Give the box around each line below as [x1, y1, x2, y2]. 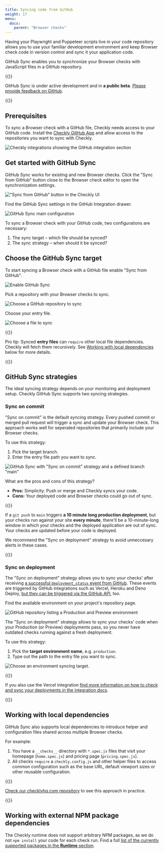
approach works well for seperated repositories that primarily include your [5, 424, 155, 431]
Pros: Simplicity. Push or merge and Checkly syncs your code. [12, 487, 138, 493]
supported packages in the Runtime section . [5, 842, 95, 848]
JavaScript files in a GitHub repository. [5, 64, 83, 70]
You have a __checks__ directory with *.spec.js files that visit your [12, 748, 145, 754]
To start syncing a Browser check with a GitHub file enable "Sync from [5, 267, 147, 273]
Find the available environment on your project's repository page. [5, 600, 137, 606]
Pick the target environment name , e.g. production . [12, 648, 117, 654]
